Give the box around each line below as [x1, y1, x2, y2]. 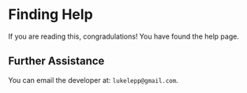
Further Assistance [8, 54, 105, 68]
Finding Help [8, 6, 93, 24]
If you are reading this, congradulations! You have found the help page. [8, 32, 239, 41]
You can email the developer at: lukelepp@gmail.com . [8, 75, 179, 84]
